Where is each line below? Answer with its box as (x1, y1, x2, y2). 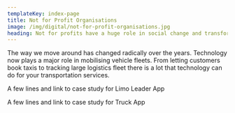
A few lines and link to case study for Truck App (7, 98, 145, 107)
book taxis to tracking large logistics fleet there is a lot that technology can (7, 63, 222, 72)
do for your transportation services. (7, 71, 110, 80)
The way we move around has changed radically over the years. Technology (7, 49, 227, 57)
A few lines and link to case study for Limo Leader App (7, 84, 165, 93)
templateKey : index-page (7, 10, 80, 17)
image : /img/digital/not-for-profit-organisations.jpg (7, 23, 171, 30)
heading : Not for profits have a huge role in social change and (7, 29, 201, 37)
